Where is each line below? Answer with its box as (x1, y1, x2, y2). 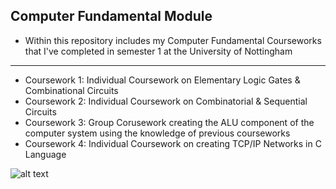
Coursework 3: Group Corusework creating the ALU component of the (24, 116, 315, 128)
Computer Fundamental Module (10, 8, 213, 25)
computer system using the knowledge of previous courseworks (24, 127, 291, 139)
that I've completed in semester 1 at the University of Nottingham (24, 45, 293, 57)
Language (24, 148, 67, 160)
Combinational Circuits (24, 84, 119, 96)
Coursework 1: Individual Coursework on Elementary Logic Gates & (24, 74, 301, 86)
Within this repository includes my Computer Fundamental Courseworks (24, 34, 322, 46)
